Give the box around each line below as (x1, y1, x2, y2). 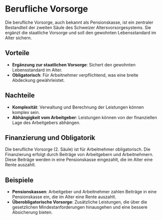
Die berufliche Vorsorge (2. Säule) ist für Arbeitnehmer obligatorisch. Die (5, 146, 150, 152)
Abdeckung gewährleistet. (12, 77, 65, 83)
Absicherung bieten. (12, 209, 53, 215)
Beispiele (5, 176, 34, 184)
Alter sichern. (5, 35, 32, 41)
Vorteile (5, 49, 30, 57)
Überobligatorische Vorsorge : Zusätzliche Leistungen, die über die (12, 199, 147, 205)
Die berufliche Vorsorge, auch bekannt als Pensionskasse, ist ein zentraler (5, 19, 154, 25)
